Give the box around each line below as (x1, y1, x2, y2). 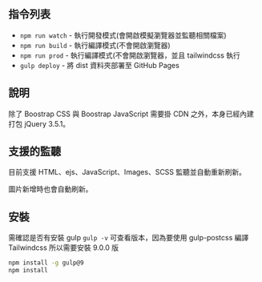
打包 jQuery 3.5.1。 (8, 119, 71, 128)
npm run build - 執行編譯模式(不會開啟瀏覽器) (19, 40, 171, 50)
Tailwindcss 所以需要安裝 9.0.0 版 (8, 243, 119, 252)
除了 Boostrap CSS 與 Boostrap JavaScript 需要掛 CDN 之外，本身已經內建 (8, 109, 255, 119)
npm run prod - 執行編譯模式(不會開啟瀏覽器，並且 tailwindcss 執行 (19, 50, 240, 60)
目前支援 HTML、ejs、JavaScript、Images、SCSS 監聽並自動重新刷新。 (8, 167, 247, 177)
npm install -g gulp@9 (8, 259, 84, 267)
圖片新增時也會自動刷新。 (8, 184, 93, 194)
